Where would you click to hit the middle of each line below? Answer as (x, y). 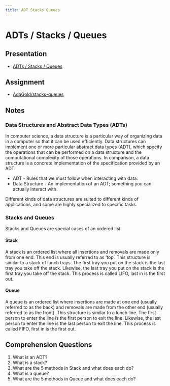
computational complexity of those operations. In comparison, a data (77, 158)
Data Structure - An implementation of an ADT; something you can (82, 184)
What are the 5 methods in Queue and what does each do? (74, 379)
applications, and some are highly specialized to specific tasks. (71, 205)
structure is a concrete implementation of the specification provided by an (83, 163)
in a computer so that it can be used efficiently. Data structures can (76, 142)
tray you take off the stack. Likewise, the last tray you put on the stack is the (85, 268)
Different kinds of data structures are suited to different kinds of (72, 199)
